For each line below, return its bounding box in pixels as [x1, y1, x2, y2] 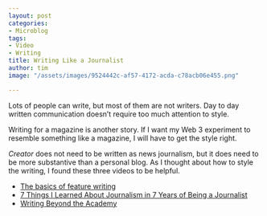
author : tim [8, 64, 48, 72]
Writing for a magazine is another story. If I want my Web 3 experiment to [8, 124, 251, 134]
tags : [8, 34, 27, 43]
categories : [8, 19, 48, 27]
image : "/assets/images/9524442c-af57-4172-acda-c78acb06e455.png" [8, 71, 240, 79]
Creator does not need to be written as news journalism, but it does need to [8, 149, 259, 158]
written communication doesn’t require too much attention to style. [8, 109, 229, 119]
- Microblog [8, 26, 48, 35]
